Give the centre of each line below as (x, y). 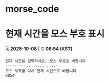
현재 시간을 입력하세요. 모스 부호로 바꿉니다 (46, 61)
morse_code (32, 9)
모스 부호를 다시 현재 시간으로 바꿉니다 (41, 71)
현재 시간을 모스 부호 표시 (55, 34)
